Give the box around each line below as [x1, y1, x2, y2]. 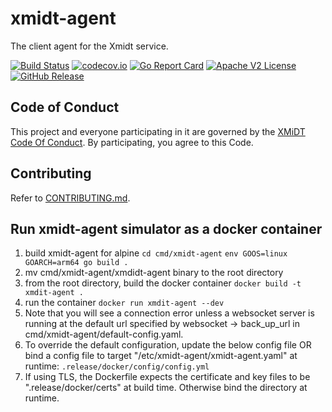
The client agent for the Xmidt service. [10, 40, 169, 52]
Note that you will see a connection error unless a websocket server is [24, 307, 315, 319]
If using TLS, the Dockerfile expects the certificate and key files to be [24, 371, 311, 383]
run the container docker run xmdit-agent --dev [24, 297, 225, 309]
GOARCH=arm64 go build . [24, 258, 129, 268]
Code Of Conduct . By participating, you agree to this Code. [10, 136, 254, 148]
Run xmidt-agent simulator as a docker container [10, 220, 323, 237]
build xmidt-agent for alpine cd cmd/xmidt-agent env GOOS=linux [24, 247, 288, 259]
